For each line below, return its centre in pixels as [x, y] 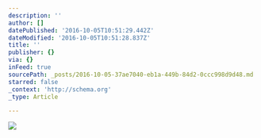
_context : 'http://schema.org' [60, 89]
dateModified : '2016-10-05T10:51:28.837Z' [79, 38]
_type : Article [33, 97]
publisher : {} [32, 52]
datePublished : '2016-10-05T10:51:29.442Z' [81, 30]
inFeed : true [30, 67]
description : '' [35, 15]
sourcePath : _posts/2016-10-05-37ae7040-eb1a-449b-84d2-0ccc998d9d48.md [131, 75]
